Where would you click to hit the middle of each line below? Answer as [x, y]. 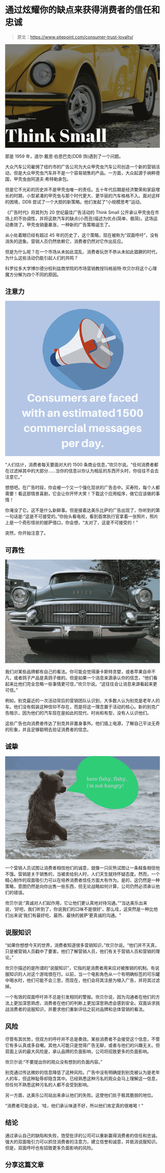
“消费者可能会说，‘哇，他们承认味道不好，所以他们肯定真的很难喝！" [74, 1106]
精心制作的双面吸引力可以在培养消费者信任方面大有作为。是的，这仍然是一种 [82, 880]
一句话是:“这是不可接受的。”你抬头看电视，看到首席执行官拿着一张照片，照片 [82, 517]
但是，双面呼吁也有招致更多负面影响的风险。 [50, 1148]
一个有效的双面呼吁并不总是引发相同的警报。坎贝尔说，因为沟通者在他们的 [80, 997]
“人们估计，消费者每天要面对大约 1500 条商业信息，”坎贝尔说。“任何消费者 [80, 465]
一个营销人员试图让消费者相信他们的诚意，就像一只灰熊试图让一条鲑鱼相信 [80, 868]
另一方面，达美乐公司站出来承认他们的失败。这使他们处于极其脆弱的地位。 [80, 1095]
